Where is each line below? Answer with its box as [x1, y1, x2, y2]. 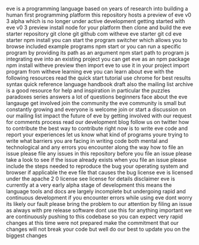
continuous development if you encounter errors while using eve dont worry [6, 194, 192, 201]
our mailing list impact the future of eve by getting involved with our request [6, 112, 192, 119]
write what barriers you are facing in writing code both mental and [6, 138, 168, 144]
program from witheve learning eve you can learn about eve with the [6, 68, 174, 75]
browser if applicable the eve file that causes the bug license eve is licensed [6, 169, 193, 176]
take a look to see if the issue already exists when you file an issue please [6, 157, 187, 163]
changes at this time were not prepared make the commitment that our [6, 219, 179, 226]
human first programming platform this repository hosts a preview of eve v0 [6, 11, 192, 18]
